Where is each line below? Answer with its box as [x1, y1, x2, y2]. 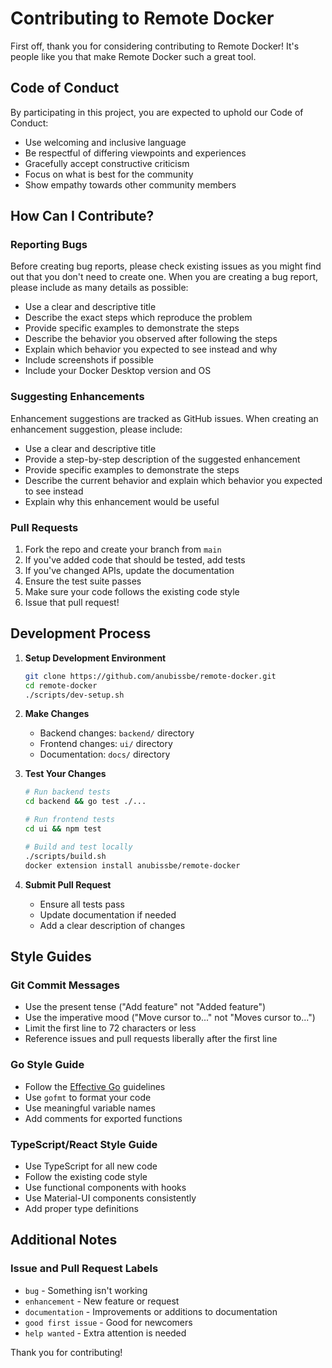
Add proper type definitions [24, 1202, 139, 1214]
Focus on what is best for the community [24, 168, 194, 180]
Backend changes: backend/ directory [39, 727, 195, 739]
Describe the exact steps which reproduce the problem [24, 312, 253, 324]
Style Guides [10, 948, 92, 965]
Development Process [10, 625, 152, 642]
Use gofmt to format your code [24, 1091, 152, 1103]
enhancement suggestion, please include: [10, 423, 183, 435]
